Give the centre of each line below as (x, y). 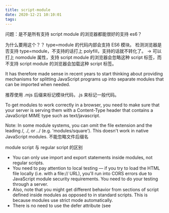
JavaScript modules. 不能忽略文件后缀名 (47, 137)
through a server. (30, 184)
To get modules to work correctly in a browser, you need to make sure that (82, 105)
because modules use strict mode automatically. (63, 200)
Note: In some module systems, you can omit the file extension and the (79, 125)
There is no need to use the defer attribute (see (62, 206)
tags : (11, 19)
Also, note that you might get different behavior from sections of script (86, 190)
